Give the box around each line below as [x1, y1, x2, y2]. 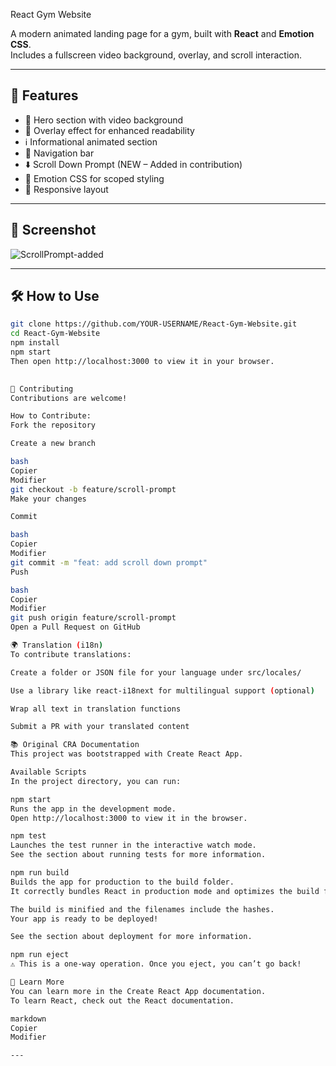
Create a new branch [10, 439, 97, 449]
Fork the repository [10, 420, 97, 431]
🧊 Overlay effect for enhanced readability [24, 124, 195, 136]
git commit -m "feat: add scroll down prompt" [10, 557, 208, 568]
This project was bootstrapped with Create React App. [10, 749, 244, 759]
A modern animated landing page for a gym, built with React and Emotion [10, 28, 315, 39]
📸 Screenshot [10, 222, 97, 239]
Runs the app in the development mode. [10, 804, 177, 814]
